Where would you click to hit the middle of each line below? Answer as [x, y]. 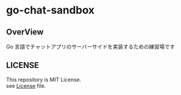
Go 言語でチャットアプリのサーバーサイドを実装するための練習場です [91, 47]
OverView [25, 32]
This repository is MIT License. [44, 79]
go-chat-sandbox [50, 10]
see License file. [26, 86]
